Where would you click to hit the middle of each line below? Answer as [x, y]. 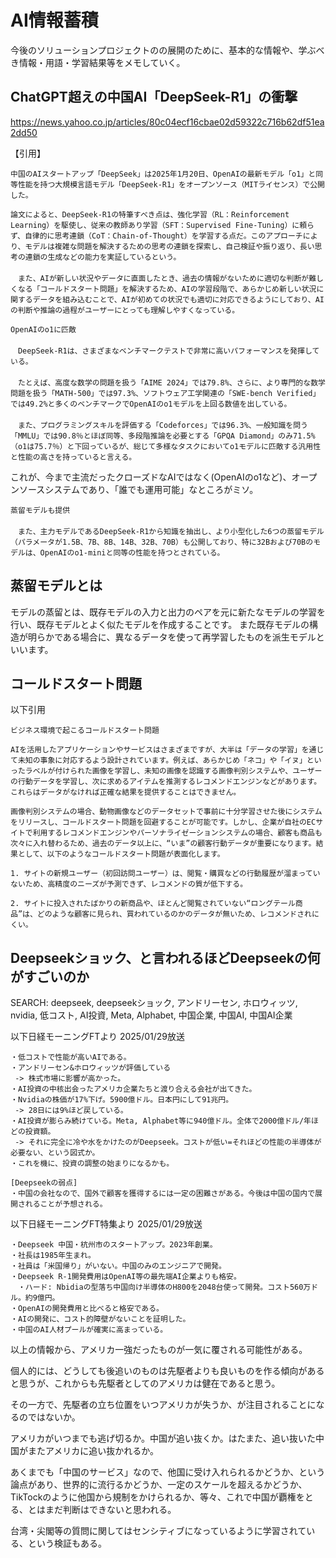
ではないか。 [54, 1417]
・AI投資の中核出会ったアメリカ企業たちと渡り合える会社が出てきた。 [133, 1089]
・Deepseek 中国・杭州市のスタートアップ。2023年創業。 [114, 1245]
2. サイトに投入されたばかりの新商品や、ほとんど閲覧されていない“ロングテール [153, 904]
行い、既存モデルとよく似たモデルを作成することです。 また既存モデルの [160, 624]
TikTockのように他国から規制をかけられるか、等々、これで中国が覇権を [157, 1497]
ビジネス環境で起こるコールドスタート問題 [85, 731]
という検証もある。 [67, 1543]
